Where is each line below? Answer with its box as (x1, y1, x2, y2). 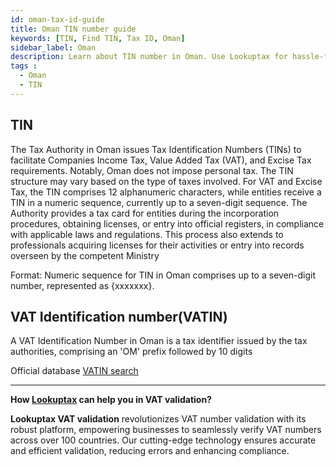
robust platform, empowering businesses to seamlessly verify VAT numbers (10, 424, 322, 436)
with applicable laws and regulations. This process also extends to (10, 228, 284, 240)
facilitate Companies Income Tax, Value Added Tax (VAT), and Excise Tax (10, 154, 312, 166)
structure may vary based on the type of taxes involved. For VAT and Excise (10, 175, 323, 187)
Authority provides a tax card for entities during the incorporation (10, 207, 280, 219)
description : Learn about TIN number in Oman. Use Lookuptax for (10, 52, 288, 62)
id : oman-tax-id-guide (10, 14, 105, 25)
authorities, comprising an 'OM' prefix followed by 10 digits (10, 346, 253, 358)
